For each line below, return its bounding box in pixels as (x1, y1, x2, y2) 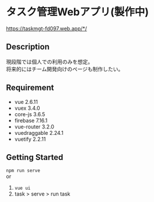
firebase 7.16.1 (14, 117, 48, 124)
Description (6, 42, 50, 52)
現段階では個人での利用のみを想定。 (6, 58, 93, 65)
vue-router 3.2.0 (14, 123, 54, 130)
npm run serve (6, 168, 41, 174)
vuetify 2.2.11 (14, 135, 46, 142)
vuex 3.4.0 (14, 105, 40, 112)
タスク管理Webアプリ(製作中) (6, 5, 149, 19)
